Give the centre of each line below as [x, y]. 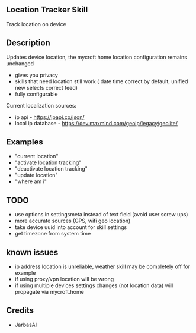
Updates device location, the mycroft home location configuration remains [97, 57]
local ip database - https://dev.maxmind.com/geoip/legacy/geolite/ [96, 123]
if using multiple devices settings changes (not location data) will [94, 285]
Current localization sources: [41, 105]
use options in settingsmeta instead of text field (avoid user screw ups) [101, 215]
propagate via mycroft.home [49, 292]
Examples [25, 142]
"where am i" [31, 181]
